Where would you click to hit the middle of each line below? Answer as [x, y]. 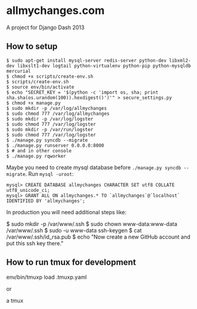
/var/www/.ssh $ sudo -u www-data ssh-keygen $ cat [74, 230]
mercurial [19, 71]
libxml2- [180, 60]
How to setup [32, 46]
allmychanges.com [55, 11]
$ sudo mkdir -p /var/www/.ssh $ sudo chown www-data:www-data [92, 224]
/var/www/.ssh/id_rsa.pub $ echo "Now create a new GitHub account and [98, 237]
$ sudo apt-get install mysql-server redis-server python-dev [86, 60]
